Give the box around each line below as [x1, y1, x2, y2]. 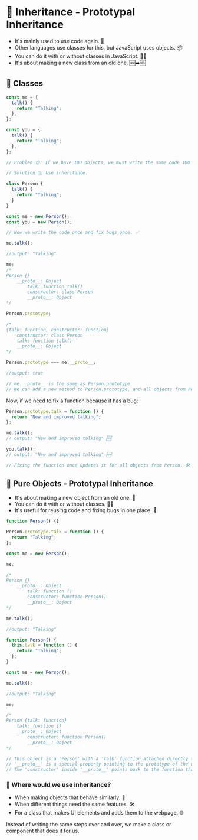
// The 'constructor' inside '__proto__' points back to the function [6, 767, 183, 773]
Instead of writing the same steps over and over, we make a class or [6, 821, 171, 828]
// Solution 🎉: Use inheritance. [6, 170, 88, 176]
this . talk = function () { [11, 642, 78, 649]
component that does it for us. [6, 827, 80, 835]
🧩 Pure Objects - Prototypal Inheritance [6, 478, 153, 489]
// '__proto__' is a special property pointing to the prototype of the [6, 761, 189, 767]
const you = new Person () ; [6, 219, 72, 225]
